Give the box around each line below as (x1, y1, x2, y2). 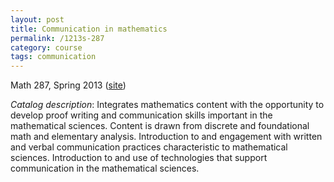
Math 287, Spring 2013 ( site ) (10, 79, 127, 91)
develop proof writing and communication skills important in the (10, 109, 273, 121)
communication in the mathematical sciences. (10, 162, 200, 175)
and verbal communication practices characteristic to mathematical (10, 141, 288, 153)
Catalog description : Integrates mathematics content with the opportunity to (10, 99, 325, 111)
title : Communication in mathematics (10, 24, 168, 34)
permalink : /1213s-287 (10, 33, 105, 43)
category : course (10, 42, 83, 53)
